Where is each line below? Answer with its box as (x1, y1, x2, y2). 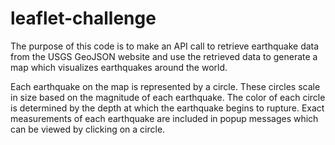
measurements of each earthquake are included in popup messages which (10, 112, 319, 124)
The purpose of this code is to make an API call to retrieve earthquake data (10, 40, 320, 52)
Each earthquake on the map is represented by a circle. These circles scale (10, 80, 321, 92)
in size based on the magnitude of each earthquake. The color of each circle (10, 91, 326, 103)
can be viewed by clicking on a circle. (10, 123, 166, 135)
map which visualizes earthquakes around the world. (10, 61, 228, 73)
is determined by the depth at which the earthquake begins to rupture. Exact (10, 102, 325, 114)
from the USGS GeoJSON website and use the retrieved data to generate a (10, 50, 318, 62)
